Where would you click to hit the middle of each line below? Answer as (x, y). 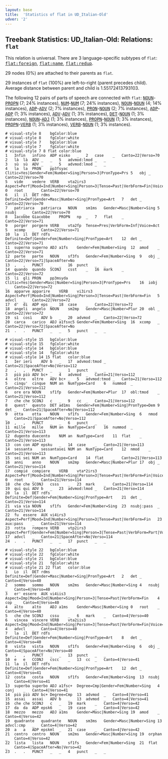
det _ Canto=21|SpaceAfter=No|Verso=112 (50, 410)
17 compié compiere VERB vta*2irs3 (51, 471)
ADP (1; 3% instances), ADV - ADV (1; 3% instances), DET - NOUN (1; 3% (75, 114)
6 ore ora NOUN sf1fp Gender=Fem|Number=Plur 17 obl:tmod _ (82, 392)
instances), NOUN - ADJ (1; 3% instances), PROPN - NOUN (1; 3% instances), (79, 119)
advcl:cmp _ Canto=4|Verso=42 (41, 725)
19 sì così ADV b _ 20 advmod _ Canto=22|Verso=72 (73, 318)
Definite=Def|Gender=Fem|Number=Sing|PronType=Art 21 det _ (73, 497)
